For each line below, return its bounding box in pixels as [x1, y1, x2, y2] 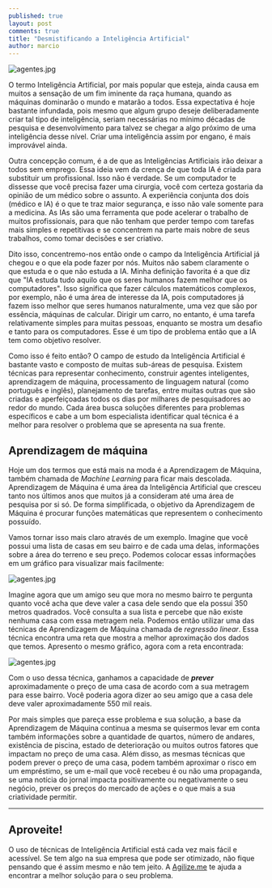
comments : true [8, 27, 60, 35]
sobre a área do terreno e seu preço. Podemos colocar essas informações [8, 549, 257, 560]
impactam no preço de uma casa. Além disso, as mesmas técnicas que [8, 749, 245, 758]
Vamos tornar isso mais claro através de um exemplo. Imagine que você [8, 532, 249, 542]
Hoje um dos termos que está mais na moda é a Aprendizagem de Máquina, [8, 465, 261, 474]
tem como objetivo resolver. [8, 336, 101, 345]
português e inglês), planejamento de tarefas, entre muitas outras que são [8, 386, 256, 396]
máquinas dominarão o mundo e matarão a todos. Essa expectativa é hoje [8, 97, 255, 107]
